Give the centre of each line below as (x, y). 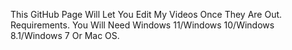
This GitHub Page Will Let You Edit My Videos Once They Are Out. (146, 14)
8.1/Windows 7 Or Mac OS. (65, 35)
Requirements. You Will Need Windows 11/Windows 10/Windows (142, 25)
